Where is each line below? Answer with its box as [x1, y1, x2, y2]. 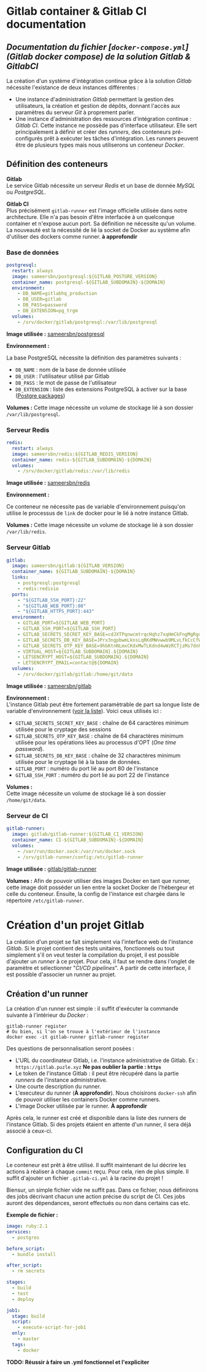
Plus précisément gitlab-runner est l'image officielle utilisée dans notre [6, 207, 188, 214]
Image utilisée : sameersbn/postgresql [6, 330, 105, 337]
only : [12, 1330, 26, 1336]
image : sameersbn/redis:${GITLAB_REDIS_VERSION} [12, 451, 139, 457]
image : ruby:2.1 [6, 1223, 48, 1230]
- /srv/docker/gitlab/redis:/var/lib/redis [17, 468, 131, 474]
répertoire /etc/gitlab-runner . [6, 896, 84, 904]
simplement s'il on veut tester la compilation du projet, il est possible [6, 951, 180, 958]
